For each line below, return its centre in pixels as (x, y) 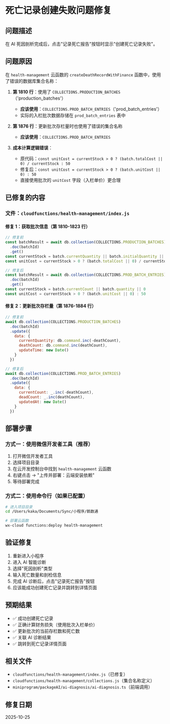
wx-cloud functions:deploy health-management (54, 526)
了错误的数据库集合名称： (32, 81)
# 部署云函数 (17, 521)
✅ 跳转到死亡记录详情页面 (39, 644)
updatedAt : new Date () (42, 402)
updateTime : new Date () (44, 350)
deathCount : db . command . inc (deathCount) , (63, 345)
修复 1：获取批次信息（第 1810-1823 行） (48, 226)
